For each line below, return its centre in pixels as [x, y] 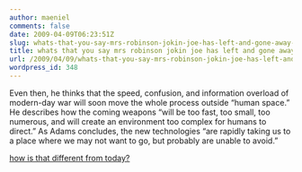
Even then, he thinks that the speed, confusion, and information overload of [149, 93]
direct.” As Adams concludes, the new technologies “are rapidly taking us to [150, 131]
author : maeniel [40, 17]
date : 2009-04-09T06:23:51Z [62, 34]
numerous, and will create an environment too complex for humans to [138, 121]
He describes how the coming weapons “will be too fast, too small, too [140, 112]
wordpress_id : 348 [44, 68]
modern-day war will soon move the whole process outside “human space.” [150, 102]
